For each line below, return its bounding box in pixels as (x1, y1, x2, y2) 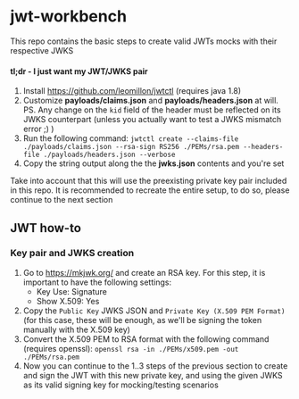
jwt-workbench (10, 6, 128, 27)
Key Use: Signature (36, 286, 108, 296)
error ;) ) (22, 123, 54, 135)
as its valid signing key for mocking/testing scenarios (22, 379, 220, 390)
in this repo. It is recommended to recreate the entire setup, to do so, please (10, 185, 290, 195)
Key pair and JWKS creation (10, 247, 135, 260)
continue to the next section (10, 195, 113, 205)
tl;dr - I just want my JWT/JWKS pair (10, 65, 148, 77)
